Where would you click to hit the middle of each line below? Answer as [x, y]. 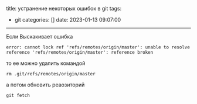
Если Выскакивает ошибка [40, 37]
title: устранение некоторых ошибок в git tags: [64, 8]
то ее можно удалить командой [46, 63]
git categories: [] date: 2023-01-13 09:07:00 [68, 20]
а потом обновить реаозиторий [45, 85]
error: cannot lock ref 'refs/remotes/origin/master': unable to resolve [98, 47]
